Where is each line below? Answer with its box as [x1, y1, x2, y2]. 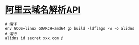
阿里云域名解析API [5, 4, 81, 16]
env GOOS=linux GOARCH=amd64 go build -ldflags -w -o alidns [5, 26, 135, 31]
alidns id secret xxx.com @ [5, 35, 64, 41]
